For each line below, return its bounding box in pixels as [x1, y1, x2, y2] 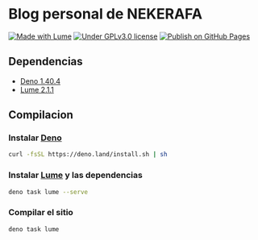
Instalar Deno [8, 132, 62, 143]
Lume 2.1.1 [19, 85, 54, 94]
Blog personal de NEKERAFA [8, 5, 203, 23]
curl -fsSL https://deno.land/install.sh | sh [8, 151, 168, 159]
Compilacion [8, 108, 74, 122]
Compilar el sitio [8, 207, 74, 218]
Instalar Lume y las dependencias [8, 170, 143, 181]
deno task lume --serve [8, 188, 89, 196]
